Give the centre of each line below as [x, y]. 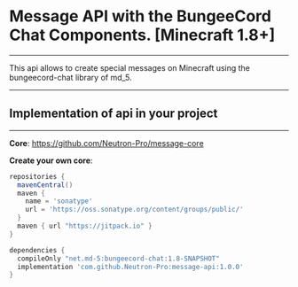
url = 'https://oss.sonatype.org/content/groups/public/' [134, 210]
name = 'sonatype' [59, 201]
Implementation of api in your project [114, 114]
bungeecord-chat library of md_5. [71, 77]
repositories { [37, 176]
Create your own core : [51, 160]
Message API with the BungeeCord [141, 16]
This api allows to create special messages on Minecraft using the [130, 67]
